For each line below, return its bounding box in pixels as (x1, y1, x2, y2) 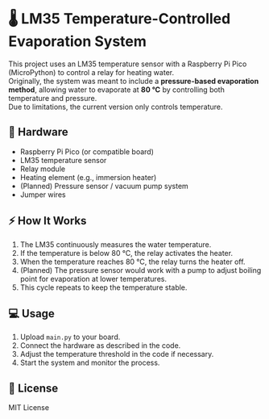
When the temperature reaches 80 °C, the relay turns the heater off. (19, 257, 246, 266)
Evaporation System (8, 32, 147, 51)
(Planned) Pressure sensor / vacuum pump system (19, 181, 189, 191)
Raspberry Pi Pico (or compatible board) (19, 146, 155, 157)
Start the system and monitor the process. (19, 358, 160, 367)
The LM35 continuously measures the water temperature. (19, 239, 212, 249)
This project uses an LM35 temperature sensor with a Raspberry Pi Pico (8, 59, 247, 69)
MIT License (8, 403, 50, 413)
